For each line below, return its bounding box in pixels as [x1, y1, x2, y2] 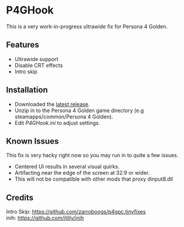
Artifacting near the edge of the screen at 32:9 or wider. [14, 170, 150, 177]
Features [6, 40, 39, 50]
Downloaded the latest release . [14, 100, 90, 107]
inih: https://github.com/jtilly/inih [6, 215, 84, 222]
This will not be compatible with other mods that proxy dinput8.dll [14, 175, 173, 182]
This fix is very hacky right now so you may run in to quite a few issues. [6, 152, 179, 159]
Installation [6, 85, 48, 95]
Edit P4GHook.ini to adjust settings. [14, 119, 101, 126]
